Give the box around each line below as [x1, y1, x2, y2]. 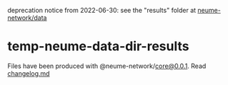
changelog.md [7, 69, 50, 77]
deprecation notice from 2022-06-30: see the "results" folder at [7, 6, 197, 14]
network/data [7, 13, 47, 22]
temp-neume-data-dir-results [7, 38, 189, 55]
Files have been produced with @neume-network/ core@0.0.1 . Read [7, 62, 207, 70]
